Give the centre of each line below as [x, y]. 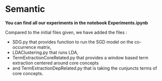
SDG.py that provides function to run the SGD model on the [73, 42]
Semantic [25, 9]
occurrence [24, 47]
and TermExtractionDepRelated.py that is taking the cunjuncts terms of [85, 68]
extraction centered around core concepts [55, 63]
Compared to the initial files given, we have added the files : [66, 32]
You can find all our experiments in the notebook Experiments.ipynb [77, 23]
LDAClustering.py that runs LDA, [45, 52]
